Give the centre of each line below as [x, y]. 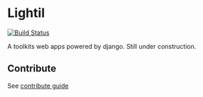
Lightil [26, 13]
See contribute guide [38, 86]
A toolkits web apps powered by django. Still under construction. [102, 46]
